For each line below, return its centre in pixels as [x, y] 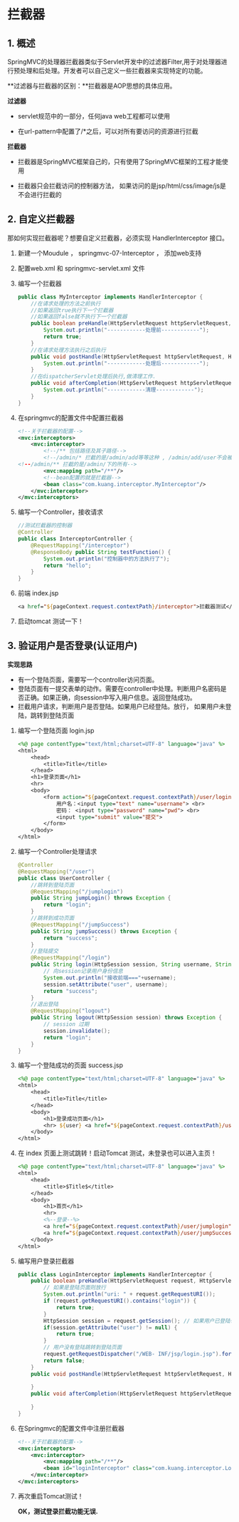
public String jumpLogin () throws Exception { [101, 898]
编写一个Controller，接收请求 [60, 512]
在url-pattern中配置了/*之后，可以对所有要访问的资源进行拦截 [108, 131]
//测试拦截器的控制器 [45, 525]
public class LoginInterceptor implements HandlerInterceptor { [115, 1274]
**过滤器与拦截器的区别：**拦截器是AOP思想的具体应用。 [92, 86]
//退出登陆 [45, 1004]
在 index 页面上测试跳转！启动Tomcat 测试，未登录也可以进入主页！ [117, 1153]
